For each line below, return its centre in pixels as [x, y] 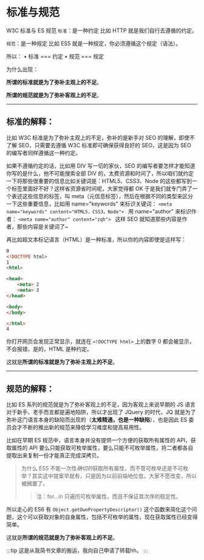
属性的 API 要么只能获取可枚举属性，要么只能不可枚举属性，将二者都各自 [102, 448]
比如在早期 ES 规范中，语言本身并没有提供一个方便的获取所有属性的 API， [99, 440]
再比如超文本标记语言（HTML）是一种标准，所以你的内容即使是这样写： [97, 239]
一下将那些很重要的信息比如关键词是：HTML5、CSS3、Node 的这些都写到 [99, 181]
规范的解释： [30, 389]
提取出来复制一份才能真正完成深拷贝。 [54, 455]
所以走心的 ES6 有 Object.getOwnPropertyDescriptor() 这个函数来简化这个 [99, 510]
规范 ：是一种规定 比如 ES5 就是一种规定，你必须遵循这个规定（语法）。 [94, 43]
